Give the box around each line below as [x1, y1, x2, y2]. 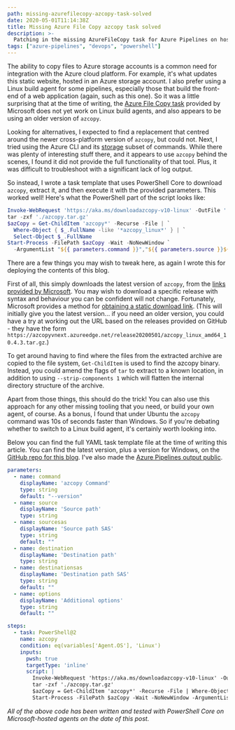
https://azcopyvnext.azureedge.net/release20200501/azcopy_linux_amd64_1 [7, 332, 227, 339]
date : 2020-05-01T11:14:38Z [7, 17, 90, 24]
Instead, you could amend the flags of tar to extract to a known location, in [7, 366, 224, 375]
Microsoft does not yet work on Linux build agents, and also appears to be [7, 106, 222, 115]
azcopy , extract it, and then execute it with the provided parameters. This [7, 186, 217, 194]
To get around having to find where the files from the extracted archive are [7, 352, 222, 360]
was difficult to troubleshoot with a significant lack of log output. [7, 165, 193, 173]
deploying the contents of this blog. [7, 266, 110, 275]
